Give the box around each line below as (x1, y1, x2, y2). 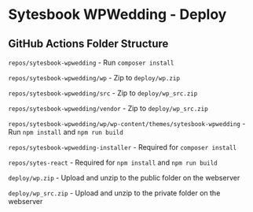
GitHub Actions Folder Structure (8, 37, 169, 50)
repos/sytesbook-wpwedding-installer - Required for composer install (8, 143, 237, 151)
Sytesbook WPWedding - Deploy (8, 6, 227, 24)
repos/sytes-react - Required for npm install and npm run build (8, 158, 218, 167)
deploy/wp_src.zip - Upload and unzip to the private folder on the (8, 188, 221, 198)
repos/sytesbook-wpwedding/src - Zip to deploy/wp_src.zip (8, 88, 198, 98)
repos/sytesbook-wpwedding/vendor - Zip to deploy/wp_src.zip (8, 104, 208, 113)
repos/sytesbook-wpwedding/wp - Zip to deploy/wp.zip (8, 73, 181, 82)
